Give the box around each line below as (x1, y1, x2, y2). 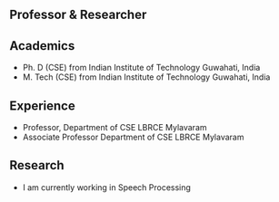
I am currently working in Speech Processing (22, 181, 191, 193)
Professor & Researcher (9, 7, 147, 23)
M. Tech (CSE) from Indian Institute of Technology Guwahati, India (22, 72, 271, 82)
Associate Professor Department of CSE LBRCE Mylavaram (22, 131, 244, 143)
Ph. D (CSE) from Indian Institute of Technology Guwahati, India (22, 63, 261, 73)
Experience (9, 98, 75, 113)
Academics (9, 38, 75, 53)
